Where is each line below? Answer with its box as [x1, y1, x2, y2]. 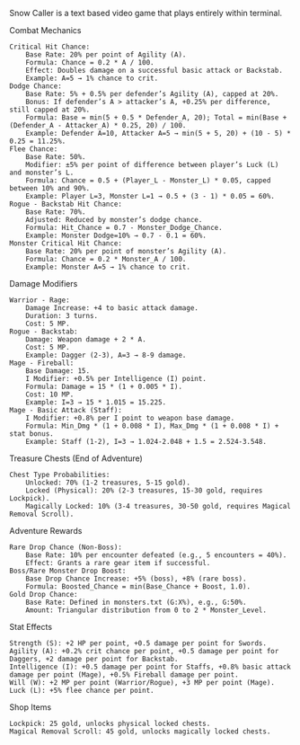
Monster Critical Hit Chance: [9, 239, 123, 248]
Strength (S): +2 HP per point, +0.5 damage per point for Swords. [9, 639, 268, 648]
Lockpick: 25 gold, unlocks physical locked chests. [9, 719, 211, 728]
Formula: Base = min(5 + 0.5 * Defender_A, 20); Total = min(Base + [25, 113, 287, 122]
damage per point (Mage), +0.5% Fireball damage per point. [9, 670, 240, 679]
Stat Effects [9, 622, 52, 632]
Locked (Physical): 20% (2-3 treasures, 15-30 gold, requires [25, 486, 263, 495]
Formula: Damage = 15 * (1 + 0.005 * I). [25, 382, 182, 391]
